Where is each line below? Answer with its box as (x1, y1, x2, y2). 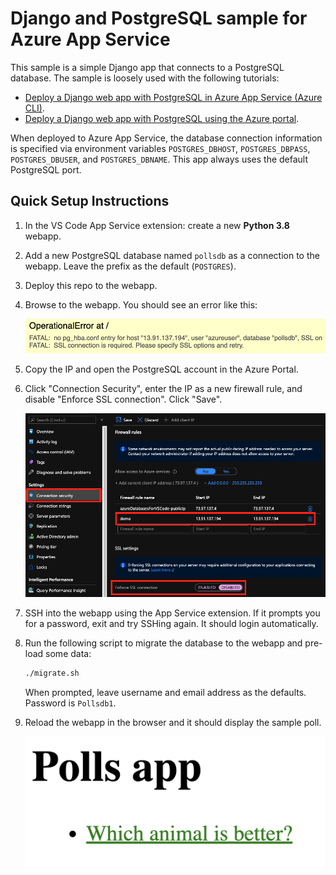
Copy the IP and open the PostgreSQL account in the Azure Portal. (24, 363, 299, 375)
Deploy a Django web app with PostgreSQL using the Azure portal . (24, 112, 300, 124)
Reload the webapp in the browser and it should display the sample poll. (24, 717, 322, 729)
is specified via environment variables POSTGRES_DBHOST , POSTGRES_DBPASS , (10, 142, 311, 154)
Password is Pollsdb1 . (24, 697, 117, 709)
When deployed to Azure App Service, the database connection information (10, 132, 323, 144)
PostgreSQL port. (10, 163, 82, 176)
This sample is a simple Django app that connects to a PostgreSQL (10, 61, 285, 73)
